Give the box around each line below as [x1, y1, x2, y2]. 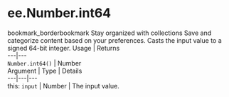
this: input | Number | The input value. [7, 81, 119, 90]
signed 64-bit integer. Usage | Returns [7, 44, 120, 52]
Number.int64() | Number [7, 58, 82, 67]
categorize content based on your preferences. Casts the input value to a [7, 36, 222, 44]
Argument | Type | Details [7, 66, 82, 75]
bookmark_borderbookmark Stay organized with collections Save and [7, 29, 212, 37]
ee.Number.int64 [7, 5, 112, 21]
